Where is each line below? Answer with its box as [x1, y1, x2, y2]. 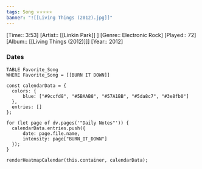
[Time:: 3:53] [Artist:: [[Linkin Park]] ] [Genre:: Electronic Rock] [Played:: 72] [6, 31, 197, 38]
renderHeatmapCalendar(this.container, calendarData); [6, 157, 148, 163]
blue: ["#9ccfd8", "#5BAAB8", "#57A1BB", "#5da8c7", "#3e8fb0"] [22, 93, 189, 99]
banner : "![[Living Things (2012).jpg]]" [6, 15, 113, 21]
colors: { [12, 88, 37, 94]
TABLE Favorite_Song [6, 66, 59, 73]
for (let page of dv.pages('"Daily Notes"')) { [6, 120, 130, 126]
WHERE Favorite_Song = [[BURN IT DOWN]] [6, 72, 111, 78]
